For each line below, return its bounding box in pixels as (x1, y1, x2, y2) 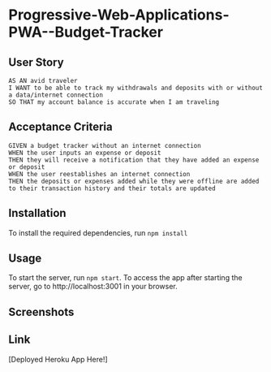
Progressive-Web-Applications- (8, 6, 230, 24)
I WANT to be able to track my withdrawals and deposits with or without (8, 84, 264, 92)
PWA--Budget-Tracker (8, 23, 164, 41)
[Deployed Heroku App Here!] (8, 354, 108, 364)
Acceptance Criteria (8, 120, 113, 134)
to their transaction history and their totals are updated (8, 184, 217, 192)
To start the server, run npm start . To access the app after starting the (8, 273, 243, 283)
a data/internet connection (8, 91, 104, 99)
